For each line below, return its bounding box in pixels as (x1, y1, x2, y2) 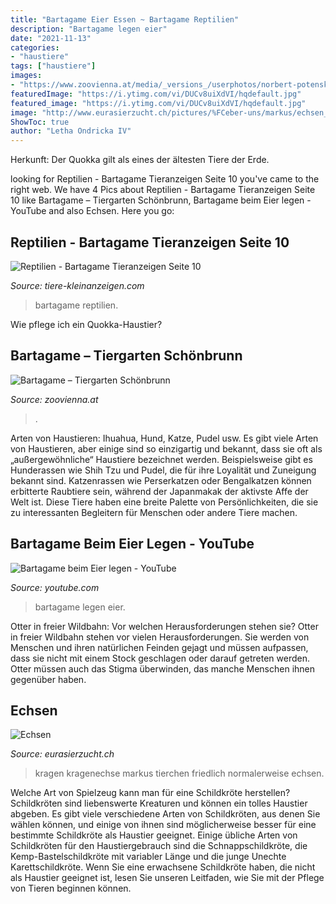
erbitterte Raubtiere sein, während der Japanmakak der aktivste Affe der (10, 485, 309, 497)
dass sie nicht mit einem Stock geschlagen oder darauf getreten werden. (10, 652, 310, 664)
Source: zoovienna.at (10, 393, 99, 405)
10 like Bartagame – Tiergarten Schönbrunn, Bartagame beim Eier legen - (10, 194, 312, 206)
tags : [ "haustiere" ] (10, 61, 97, 71)
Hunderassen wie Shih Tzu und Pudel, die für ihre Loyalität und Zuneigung (10, 464, 317, 476)
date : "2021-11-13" (10, 33, 92, 43)
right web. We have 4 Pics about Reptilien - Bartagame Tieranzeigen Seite (10, 184, 316, 196)
